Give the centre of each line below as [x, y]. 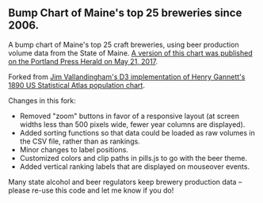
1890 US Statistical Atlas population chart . [76, 85]
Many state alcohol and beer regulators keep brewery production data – [125, 182]
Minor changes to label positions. [74, 149]
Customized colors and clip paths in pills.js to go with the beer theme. [133, 158]
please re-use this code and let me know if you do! [91, 190]
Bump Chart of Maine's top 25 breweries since [125, 13]
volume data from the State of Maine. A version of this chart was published [131, 53]
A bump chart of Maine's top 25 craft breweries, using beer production [124, 44]
